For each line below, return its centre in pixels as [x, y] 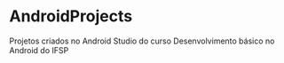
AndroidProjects [71, 16]
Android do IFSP [39, 50]
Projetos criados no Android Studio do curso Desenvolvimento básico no [142, 41]
